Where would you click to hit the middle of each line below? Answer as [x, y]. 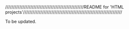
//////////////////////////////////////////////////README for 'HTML [65, 7]
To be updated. [21, 22]
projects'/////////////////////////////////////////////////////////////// [64, 12]
